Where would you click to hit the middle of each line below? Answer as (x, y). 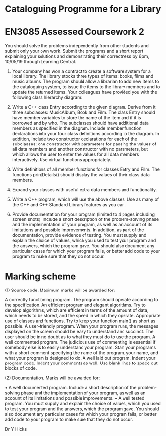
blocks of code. (21, 368)
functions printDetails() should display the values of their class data (81, 175)
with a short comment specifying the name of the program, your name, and (82, 353)
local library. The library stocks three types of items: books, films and (83, 76)
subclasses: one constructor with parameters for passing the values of (84, 144)
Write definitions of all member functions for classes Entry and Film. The (86, 169)
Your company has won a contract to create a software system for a (81, 71)
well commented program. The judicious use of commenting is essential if (80, 342)
